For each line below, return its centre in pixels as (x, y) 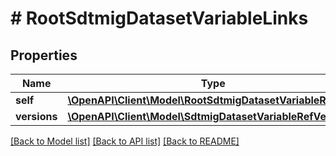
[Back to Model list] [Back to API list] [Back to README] (125, 141)
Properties (44, 55)
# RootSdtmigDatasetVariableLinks (159, 18)
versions (36, 116)
